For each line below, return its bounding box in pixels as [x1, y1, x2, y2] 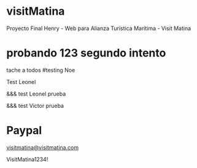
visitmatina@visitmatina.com [6, 143, 79, 151]
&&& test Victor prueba [6, 102, 64, 109]
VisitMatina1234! [6, 155, 48, 163]
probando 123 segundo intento [6, 46, 166, 60]
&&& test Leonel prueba [6, 90, 66, 97]
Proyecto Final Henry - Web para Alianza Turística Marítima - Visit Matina [6, 25, 191, 32]
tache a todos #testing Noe [6, 66, 75, 74]
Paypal [6, 124, 42, 137]
